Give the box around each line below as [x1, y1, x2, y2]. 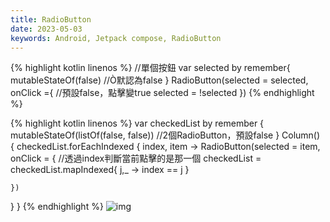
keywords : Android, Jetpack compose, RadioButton [10, 33, 222, 43]
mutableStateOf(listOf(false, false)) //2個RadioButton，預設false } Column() [10, 129, 321, 141]
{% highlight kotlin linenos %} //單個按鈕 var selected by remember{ [10, 62, 291, 74]
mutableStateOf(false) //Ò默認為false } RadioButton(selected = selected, [10, 74, 309, 86]
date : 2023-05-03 [10, 24, 83, 34]
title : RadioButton [10, 14, 92, 25]
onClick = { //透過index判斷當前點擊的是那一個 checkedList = [10, 152, 262, 165]
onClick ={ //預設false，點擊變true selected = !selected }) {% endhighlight [10, 87, 315, 99]
